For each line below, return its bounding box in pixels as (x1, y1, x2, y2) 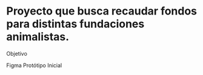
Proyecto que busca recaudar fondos (6, 4, 198, 18)
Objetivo (6, 50, 27, 57)
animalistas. (6, 30, 70, 44)
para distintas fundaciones (6, 17, 145, 31)
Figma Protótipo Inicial (6, 62, 62, 69)
